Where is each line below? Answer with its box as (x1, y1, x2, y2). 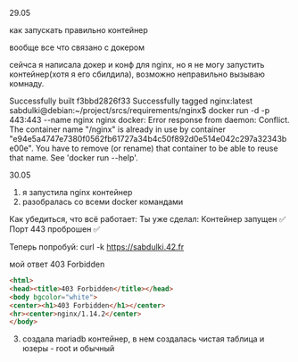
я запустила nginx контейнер (21, 187, 133, 197)
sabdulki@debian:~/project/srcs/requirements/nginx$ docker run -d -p (9, 105, 270, 115)
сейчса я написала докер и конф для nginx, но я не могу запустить (9, 60, 265, 70)
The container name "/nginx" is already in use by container (9, 124, 226, 135)
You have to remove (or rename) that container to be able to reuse (35, 143, 278, 153)
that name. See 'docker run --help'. (9, 152, 138, 163)
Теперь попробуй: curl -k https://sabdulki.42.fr (9, 242, 185, 252)
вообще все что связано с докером (9, 42, 145, 53)
